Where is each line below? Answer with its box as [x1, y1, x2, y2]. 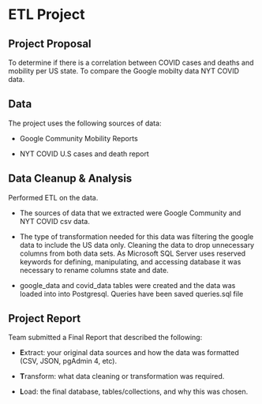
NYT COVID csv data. [19, 216, 91, 226]
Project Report [8, 312, 81, 325]
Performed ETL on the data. [8, 193, 99, 202]
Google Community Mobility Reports [19, 133, 138, 143]
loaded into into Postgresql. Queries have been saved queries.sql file [19, 289, 244, 298]
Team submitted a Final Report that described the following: [8, 333, 203, 342]
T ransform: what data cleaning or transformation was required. [19, 372, 225, 381]
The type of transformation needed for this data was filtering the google [19, 231, 254, 241]
